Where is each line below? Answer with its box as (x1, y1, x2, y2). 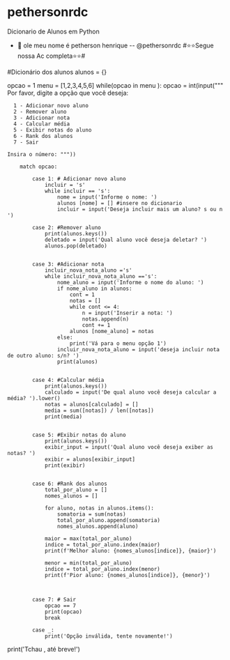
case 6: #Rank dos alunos (32, 480, 108, 487)
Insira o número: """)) (7, 151, 77, 158)
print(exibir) (44, 461, 86, 469)
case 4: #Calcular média (32, 376, 105, 383)
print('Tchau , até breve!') (7, 645, 80, 653)
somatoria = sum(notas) (56, 510, 127, 518)
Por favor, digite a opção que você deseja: (7, 89, 129, 97)
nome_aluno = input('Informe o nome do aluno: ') (56, 279, 204, 286)
